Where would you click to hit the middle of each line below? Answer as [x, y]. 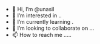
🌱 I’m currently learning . [43, 22]
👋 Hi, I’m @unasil [33, 9]
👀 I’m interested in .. [37, 15]
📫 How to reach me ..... [42, 35]
